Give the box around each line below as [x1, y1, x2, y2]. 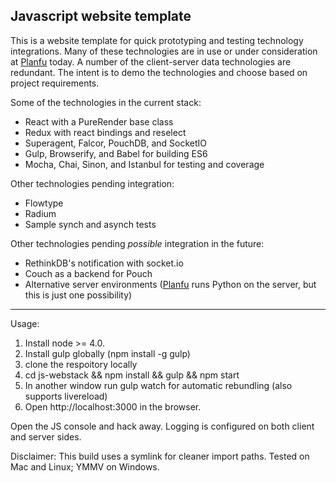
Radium [24, 207, 57, 219]
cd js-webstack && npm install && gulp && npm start [24, 369, 240, 381]
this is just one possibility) [24, 289, 133, 301]
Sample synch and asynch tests [24, 218, 157, 230]
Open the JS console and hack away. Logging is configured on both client [10, 420, 315, 432]
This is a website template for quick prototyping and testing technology [10, 34, 304, 46]
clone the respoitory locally [24, 358, 138, 370]
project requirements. [10, 77, 100, 89]
